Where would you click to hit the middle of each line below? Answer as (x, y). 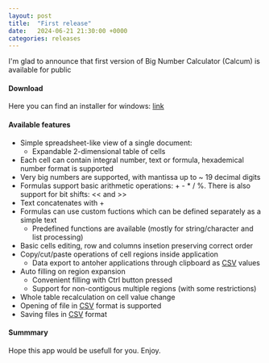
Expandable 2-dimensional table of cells (99, 151)
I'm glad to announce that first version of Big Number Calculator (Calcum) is (134, 61)
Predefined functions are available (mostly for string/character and (143, 228)
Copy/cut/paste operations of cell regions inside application (119, 254)
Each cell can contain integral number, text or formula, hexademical (132, 160)
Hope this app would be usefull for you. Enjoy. (85, 350)
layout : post (30, 16)
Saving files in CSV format (63, 314)
